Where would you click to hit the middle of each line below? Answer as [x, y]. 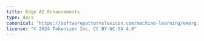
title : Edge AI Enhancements [43, 12]
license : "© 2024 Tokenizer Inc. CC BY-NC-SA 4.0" [72, 29]
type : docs [20, 17]
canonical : [20, 23]
